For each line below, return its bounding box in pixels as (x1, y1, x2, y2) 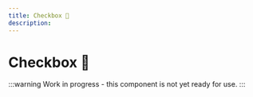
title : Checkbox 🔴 (8, 11, 69, 20)
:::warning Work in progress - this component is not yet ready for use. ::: (8, 80, 246, 89)
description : (8, 19, 52, 27)
